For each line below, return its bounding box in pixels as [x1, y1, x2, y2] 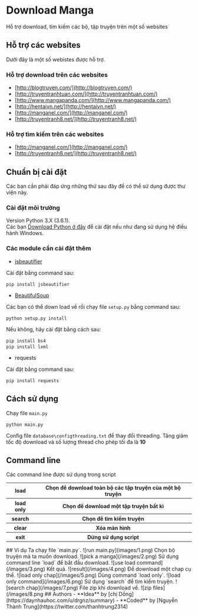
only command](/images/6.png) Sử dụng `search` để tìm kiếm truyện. [6, 578, 174, 585]
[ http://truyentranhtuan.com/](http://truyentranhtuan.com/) [14, 90, 158, 97]
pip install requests [6, 377, 60, 384]
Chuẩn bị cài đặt [6, 167, 67, 177]
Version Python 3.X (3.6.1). [6, 217, 71, 224]
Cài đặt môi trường [6, 204, 60, 212]
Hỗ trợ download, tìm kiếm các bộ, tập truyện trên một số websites [6, 23, 168, 30]
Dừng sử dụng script [87, 533, 140, 540]
